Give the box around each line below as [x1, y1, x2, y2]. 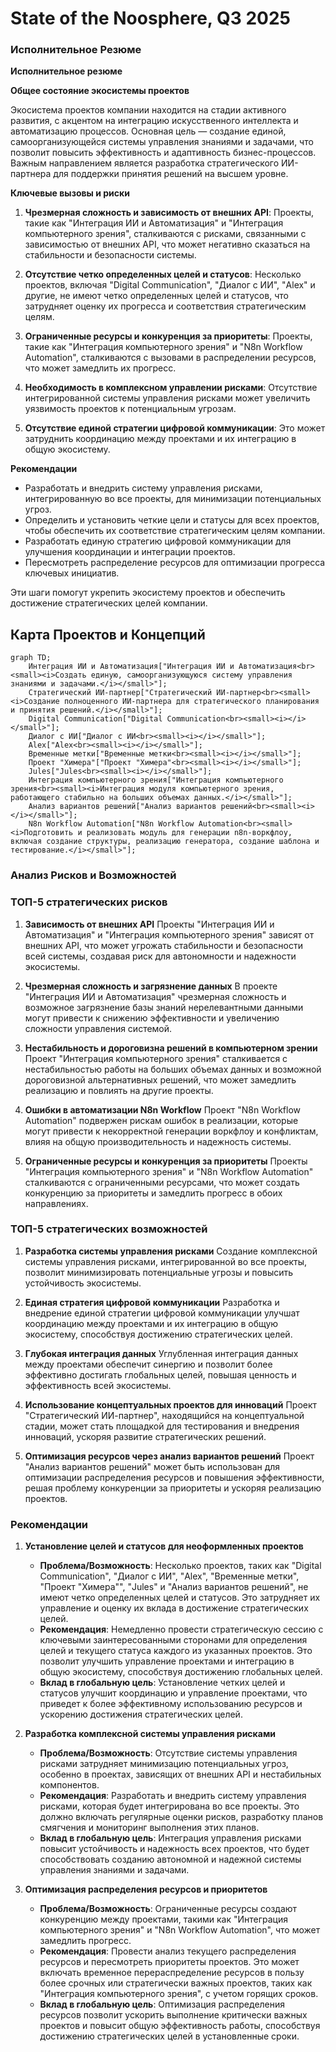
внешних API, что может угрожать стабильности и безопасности [24, 939, 303, 951]
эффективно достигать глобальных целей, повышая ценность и [24, 1368, 297, 1381]
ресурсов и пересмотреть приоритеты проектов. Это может [39, 1956, 300, 1968]
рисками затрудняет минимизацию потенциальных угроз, [39, 1758, 289, 1770]
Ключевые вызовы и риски [10, 187, 130, 199]
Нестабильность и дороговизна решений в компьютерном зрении [24, 1042, 318, 1054]
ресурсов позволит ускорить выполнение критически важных [39, 2009, 308, 2021]
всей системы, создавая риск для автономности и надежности [24, 950, 297, 962]
